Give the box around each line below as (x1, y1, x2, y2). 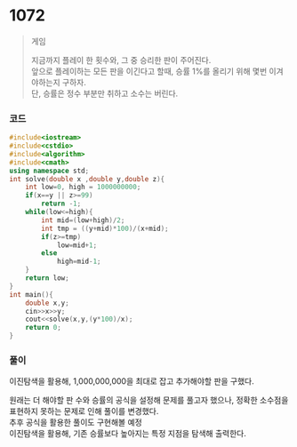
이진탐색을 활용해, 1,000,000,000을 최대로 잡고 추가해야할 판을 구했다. (9, 376, 255, 387)
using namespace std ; (9, 166, 90, 175)
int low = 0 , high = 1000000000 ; (25, 183, 141, 192)
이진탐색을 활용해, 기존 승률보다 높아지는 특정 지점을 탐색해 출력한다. (9, 428, 246, 439)
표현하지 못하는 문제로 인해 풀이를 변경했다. (9, 406, 159, 417)
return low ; (25, 274, 69, 283)
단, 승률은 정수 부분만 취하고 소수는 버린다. (30, 88, 179, 99)
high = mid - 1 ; (56, 257, 101, 267)
